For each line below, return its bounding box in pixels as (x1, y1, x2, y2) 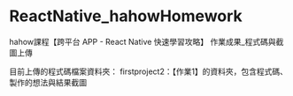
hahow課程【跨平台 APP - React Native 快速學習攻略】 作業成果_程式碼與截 (9, 36, 284, 47)
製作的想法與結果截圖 (9, 77, 87, 87)
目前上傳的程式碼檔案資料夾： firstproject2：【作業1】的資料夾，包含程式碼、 (9, 66, 289, 77)
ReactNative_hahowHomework (9, 6, 243, 26)
